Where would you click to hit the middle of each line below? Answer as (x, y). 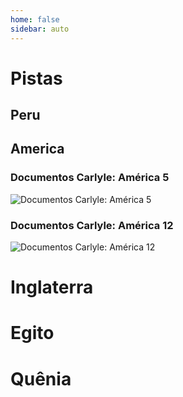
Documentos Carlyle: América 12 (92, 225)
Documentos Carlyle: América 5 (90, 178)
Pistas (36, 78)
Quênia (41, 378)
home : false (35, 19)
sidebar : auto (40, 29)
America (37, 149)
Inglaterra (52, 287)
